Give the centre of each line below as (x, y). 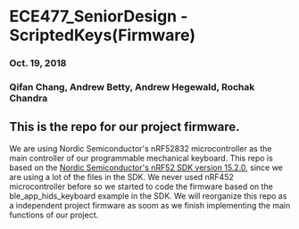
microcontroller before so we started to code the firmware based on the (141, 186)
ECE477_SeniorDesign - (99, 16)
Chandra (29, 98)
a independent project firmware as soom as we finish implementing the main (150, 205)
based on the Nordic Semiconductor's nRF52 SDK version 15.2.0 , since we (146, 168)
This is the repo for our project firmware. (125, 127)
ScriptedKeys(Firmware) (103, 35)
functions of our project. (54, 215)
